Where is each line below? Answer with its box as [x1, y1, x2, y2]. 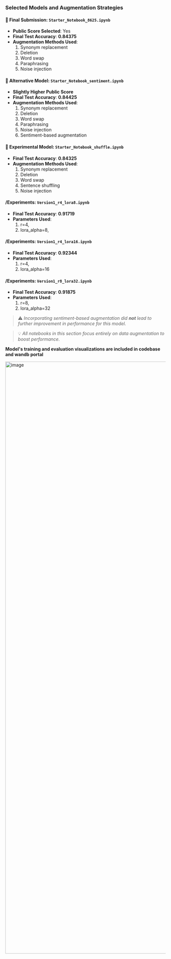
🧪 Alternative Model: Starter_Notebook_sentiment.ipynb [5, 77, 124, 84]
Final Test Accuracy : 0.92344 [12, 250, 77, 256]
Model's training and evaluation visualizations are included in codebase [5, 346, 160, 352]
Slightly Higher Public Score [12, 89, 74, 95]
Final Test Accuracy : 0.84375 [12, 34, 77, 40]
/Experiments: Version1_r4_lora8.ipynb [5, 199, 90, 205]
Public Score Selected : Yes [12, 28, 71, 34]
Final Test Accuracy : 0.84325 [12, 155, 77, 161]
